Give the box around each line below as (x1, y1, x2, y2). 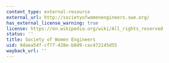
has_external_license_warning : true (6, 20, 98, 26)
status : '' (6, 31, 34, 37)
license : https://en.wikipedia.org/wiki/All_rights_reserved (6, 25, 164, 32)
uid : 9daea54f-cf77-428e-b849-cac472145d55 (6, 43, 118, 49)
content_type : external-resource (6, 8, 91, 15)
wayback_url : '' (6, 48, 47, 54)
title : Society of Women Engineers (6, 37, 96, 43)
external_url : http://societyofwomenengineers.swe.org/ (6, 14, 150, 20)
